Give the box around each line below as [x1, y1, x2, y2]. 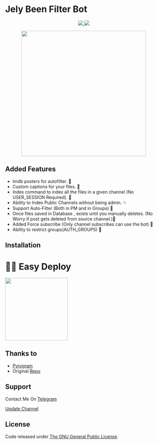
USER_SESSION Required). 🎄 [12, 194, 72, 200]
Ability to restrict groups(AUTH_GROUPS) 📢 [12, 227, 102, 233]
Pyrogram [12, 362, 33, 369]
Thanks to [5, 349, 37, 358]
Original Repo [12, 368, 41, 374]
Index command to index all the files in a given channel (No [12, 189, 134, 195]
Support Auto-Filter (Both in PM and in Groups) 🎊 [12, 205, 114, 211]
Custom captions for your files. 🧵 [12, 183, 80, 189]
